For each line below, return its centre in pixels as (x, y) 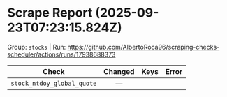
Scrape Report (50, 13)
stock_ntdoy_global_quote (54, 83)
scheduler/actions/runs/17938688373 (61, 54)
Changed (119, 71)
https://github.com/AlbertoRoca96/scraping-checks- (144, 47)
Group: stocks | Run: (37, 47)
